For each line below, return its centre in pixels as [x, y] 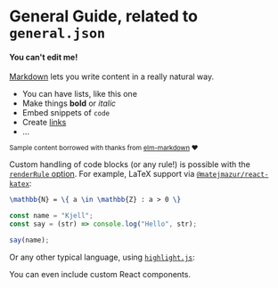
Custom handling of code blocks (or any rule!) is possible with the [130, 164]
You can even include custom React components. [100, 274]
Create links [44, 123]
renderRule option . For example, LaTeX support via [102, 174]
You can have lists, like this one [80, 94]
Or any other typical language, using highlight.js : [102, 257]
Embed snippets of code [66, 113]
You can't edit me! [44, 57]
